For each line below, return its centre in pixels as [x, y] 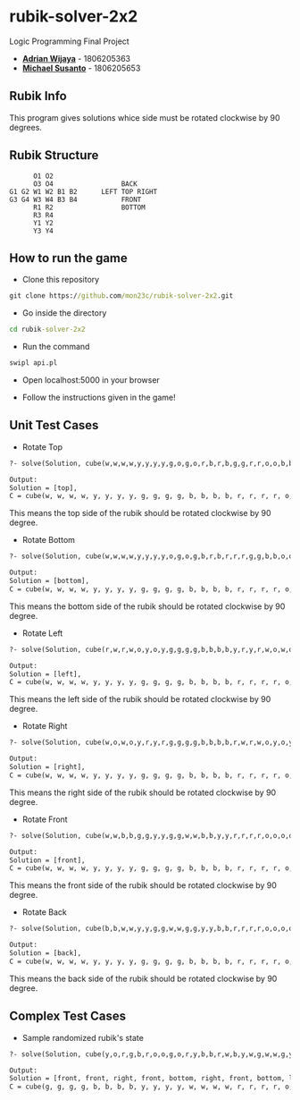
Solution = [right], [48, 767]
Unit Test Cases [54, 425]
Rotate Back [44, 912]
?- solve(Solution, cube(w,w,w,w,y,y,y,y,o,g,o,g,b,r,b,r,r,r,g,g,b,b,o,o [151, 556]
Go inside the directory [64, 313]
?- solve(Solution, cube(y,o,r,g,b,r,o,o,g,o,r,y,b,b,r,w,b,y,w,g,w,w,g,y [151, 1054]
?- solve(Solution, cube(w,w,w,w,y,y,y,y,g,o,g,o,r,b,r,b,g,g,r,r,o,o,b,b [151, 463]
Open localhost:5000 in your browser [91, 380]
